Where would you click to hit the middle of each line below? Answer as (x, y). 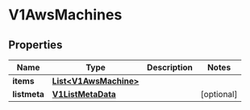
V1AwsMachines (65, 15)
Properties (35, 45)
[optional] (219, 94)
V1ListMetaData (84, 94)
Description (170, 68)
